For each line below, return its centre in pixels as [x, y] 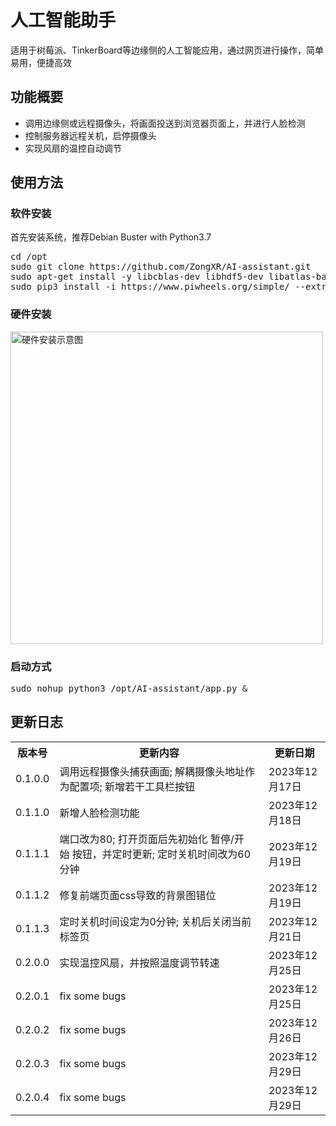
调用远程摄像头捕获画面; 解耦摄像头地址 [152, 771]
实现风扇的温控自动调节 [73, 148]
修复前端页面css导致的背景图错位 [138, 895]
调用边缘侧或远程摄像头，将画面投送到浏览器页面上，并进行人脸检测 [165, 123]
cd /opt [29, 257]
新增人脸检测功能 [99, 813]
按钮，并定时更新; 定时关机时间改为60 [161, 854]
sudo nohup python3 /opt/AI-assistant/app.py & [129, 689]
